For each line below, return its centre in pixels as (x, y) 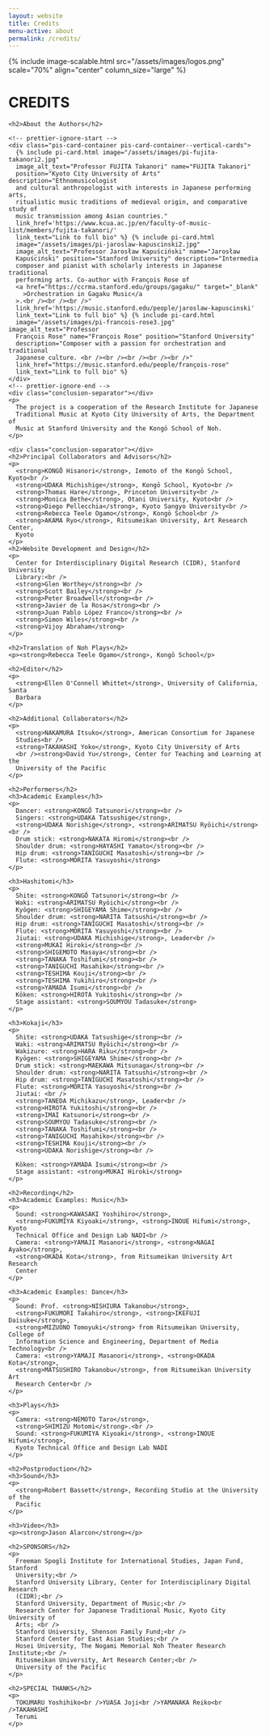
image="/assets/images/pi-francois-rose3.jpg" (95, 323)
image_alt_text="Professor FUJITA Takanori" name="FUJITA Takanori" (133, 167)
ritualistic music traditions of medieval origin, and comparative (132, 202)
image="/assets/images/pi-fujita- (160, 153)
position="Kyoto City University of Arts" (88, 174)
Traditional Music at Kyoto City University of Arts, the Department (135, 415)
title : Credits (34, 23)
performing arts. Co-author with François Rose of (103, 280)
